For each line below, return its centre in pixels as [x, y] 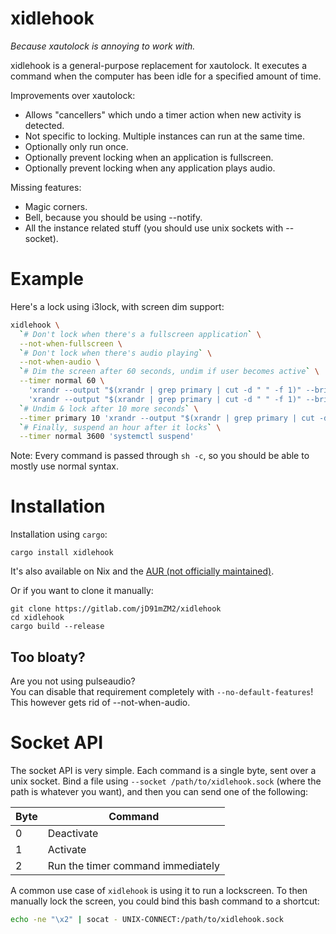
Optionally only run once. [76, 146]
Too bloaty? [48, 657]
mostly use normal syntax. [64, 466]
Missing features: [46, 187]
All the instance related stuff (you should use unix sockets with [154, 228]
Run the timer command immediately [133, 865]
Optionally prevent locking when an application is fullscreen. [149, 157]
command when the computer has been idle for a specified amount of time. [166, 76]
